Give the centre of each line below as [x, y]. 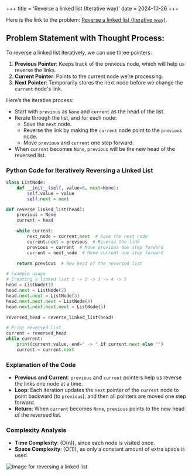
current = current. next [46, 350]
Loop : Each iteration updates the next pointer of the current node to [97, 390]
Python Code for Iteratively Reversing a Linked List [80, 170]
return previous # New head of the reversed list [80, 264]
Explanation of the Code [41, 364]
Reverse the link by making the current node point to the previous [103, 130]
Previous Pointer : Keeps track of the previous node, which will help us [100, 63]
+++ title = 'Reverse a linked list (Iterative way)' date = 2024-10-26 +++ [92, 9]
